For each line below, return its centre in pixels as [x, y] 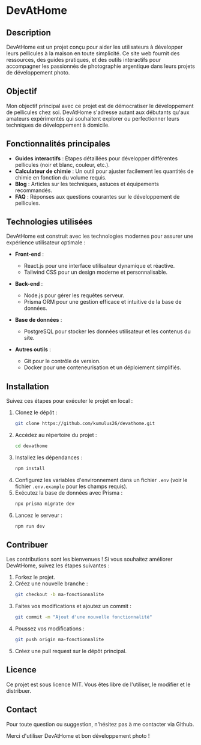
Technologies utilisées [49, 222]
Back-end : [29, 284]
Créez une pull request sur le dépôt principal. [71, 651]
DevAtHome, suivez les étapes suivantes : [58, 566]
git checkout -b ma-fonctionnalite [59, 595]
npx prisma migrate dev [45, 504]
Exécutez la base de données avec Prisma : [69, 492]
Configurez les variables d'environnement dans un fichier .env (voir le [101, 480]
